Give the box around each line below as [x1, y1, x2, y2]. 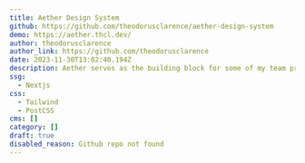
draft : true [9, 131, 54, 140]
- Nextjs [17, 81, 51, 90]
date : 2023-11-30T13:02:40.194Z [9, 55, 132, 64]
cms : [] [9, 114, 39, 123]
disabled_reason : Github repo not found [9, 139, 165, 149]
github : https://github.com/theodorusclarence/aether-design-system [9, 22, 274, 31]
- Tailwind [17, 97, 59, 107]
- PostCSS [17, 106, 54, 115]
